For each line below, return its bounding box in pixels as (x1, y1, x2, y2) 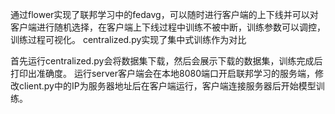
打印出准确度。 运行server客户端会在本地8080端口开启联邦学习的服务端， (10, 68, 315, 79)
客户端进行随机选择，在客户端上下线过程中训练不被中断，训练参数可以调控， (10, 21, 326, 33)
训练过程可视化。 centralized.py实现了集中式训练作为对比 (10, 34, 247, 45)
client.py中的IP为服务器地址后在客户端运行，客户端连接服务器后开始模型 (18, 80, 317, 92)
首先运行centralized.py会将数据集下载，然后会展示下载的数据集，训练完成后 (10, 55, 323, 67)
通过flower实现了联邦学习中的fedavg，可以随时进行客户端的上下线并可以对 (10, 9, 319, 20)
